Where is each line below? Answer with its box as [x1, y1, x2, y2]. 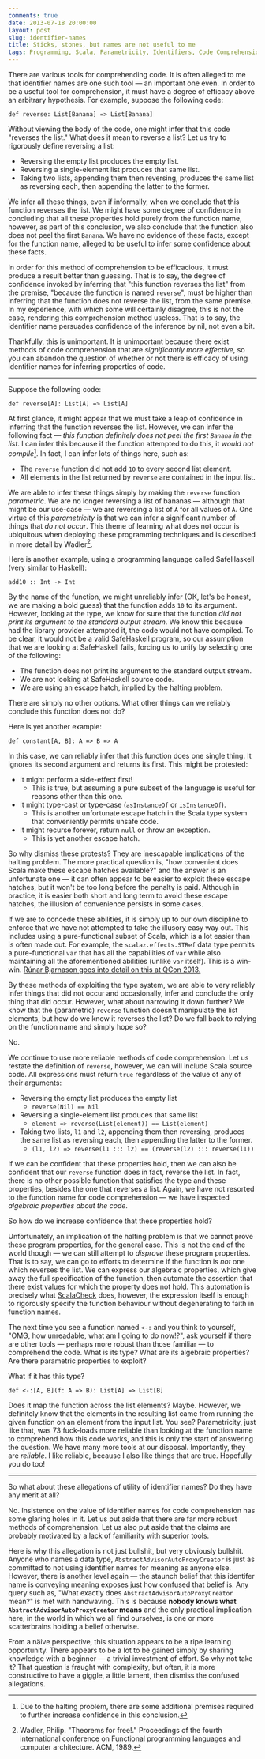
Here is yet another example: [8, 722, 103, 732]
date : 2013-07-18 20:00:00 [8, 19, 97, 27]
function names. [8, 1307, 62, 1316]
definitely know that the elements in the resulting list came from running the [8, 1409, 254, 1418]
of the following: [8, 651, 62, 661]
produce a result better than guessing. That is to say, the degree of [8, 271, 226, 281]
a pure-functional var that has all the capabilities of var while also [8, 948, 221, 958]
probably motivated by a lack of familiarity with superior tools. [8, 1531, 210, 1541]
